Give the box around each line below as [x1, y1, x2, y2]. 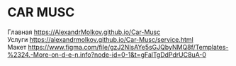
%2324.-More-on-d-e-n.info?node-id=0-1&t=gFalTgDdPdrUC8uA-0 [7, 50, 207, 59]
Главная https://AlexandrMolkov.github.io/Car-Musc [7, 28, 161, 36]
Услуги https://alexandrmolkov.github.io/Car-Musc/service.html [7, 35, 193, 43]
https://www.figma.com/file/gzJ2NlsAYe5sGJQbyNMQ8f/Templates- [28, 43, 229, 51]
